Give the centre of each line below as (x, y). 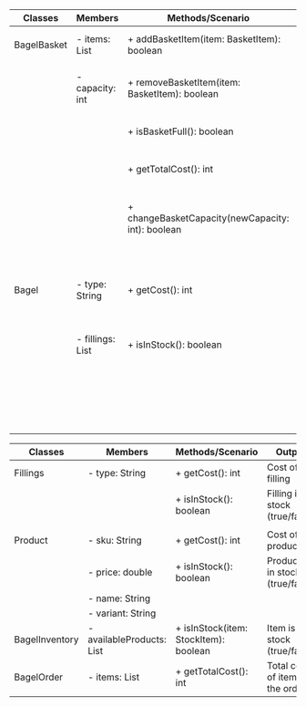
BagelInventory (46, 639)
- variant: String (122, 613)
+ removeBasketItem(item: (184, 83)
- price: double (120, 572)
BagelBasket (41, 45)
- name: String (119, 598)
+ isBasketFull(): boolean (180, 131)
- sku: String (115, 540)
